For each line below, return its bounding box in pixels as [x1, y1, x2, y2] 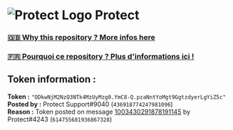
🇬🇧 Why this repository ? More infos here [7, 33, 155, 43]
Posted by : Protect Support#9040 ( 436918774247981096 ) [7, 99, 173, 108]
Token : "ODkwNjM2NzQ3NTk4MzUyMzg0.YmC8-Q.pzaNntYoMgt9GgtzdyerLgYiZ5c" [7, 92, 227, 101]
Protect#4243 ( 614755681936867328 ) [7, 114, 113, 124]
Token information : [7, 73, 96, 85]
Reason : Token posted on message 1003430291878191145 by [7, 107, 191, 116]
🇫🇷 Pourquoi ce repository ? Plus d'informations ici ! [7, 52, 195, 62]
